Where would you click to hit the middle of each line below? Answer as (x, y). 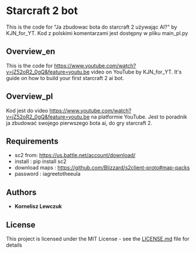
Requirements (32, 141)
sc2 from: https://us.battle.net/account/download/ (75, 155)
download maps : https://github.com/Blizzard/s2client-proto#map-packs (102, 168)
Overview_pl (30, 97)
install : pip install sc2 (40, 161)
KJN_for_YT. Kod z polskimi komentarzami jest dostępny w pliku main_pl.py (97, 33)
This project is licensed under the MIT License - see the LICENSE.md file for (98, 239)
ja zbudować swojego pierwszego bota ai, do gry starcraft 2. (79, 123)
